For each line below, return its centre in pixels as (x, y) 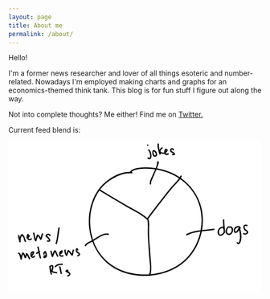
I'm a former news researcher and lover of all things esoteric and (116, 73)
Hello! (18, 58)
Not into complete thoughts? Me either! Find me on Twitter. (106, 115)
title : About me (35, 25)
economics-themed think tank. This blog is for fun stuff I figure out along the (135, 90)
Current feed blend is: (45, 130)
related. (21, 82)
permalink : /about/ (41, 34)
